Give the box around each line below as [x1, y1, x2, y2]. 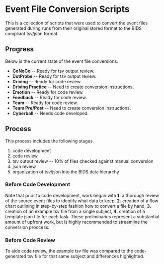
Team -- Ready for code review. [12, 100, 78, 106]
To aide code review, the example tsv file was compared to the [5, 248, 133, 254]
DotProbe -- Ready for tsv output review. [12, 73, 97, 79]
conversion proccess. [5, 224, 50, 230]
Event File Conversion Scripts [5, 3, 130, 15]
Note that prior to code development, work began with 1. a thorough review [5, 192, 159, 198]
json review [12, 163, 36, 169]
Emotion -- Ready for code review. [12, 89, 84, 95]
